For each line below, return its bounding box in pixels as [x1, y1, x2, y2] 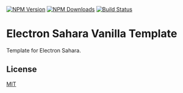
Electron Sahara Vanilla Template [6, 27, 178, 40]
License [6, 64, 37, 75]
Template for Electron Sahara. [6, 46, 81, 54]
